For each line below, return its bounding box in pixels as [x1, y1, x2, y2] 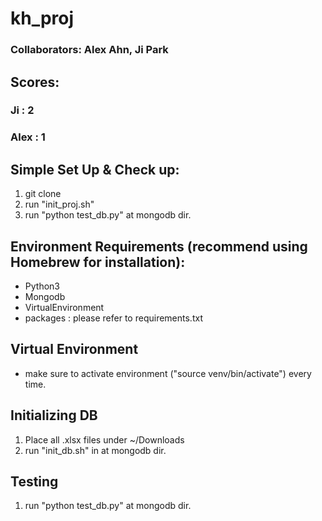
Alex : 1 [10, 130, 46, 144]
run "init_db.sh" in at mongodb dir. [24, 444, 167, 456]
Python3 [24, 280, 60, 292]
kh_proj [10, 7, 75, 30]
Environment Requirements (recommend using [10, 238, 308, 255]
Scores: [10, 73, 60, 91]
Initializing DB [10, 407, 98, 424]
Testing [10, 473, 59, 490]
